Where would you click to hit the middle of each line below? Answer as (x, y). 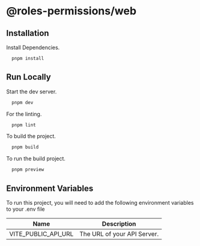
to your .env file (26, 209)
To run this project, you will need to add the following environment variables (100, 203)
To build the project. (31, 136)
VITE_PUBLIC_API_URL (41, 234)
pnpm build (25, 147)
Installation (28, 33)
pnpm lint (24, 125)
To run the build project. (36, 159)
